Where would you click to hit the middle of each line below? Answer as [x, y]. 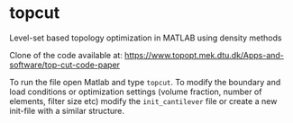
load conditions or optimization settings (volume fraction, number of [136, 92]
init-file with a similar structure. [67, 110]
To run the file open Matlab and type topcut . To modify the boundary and [145, 82]
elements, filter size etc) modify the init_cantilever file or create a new [143, 101]
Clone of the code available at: [66, 55]
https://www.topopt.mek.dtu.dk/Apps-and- [204, 55]
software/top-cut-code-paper [64, 65]
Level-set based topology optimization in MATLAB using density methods [146, 38]
